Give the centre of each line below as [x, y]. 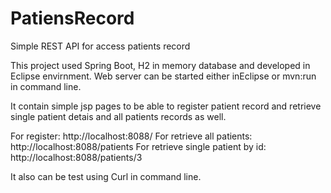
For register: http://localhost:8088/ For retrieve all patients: [131, 136]
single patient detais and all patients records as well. [118, 116]
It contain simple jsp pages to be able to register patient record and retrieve [166, 106]
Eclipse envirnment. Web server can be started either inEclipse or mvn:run [163, 76]
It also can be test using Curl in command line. [106, 176]
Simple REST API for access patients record [100, 46]
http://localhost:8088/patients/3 [76, 157]
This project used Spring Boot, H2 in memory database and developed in [160, 65]
